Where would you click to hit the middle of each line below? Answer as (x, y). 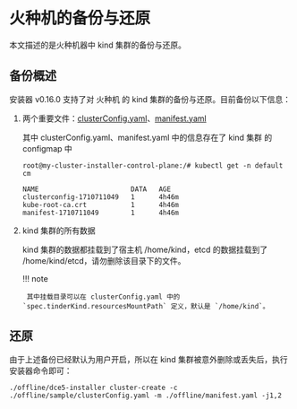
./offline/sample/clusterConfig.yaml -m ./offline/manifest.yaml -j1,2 (145, 396)
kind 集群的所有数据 (59, 231)
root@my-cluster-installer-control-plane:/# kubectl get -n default (153, 165)
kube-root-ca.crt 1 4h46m (100, 204)
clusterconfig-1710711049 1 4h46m (100, 197)
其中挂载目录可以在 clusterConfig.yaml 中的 (103, 297)
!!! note (35, 278)
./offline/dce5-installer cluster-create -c (93, 387)
